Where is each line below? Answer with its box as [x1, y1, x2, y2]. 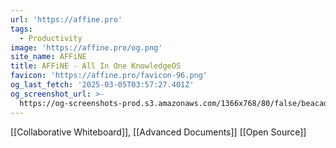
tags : [10, 24, 33, 34]
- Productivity [19, 33, 83, 43]
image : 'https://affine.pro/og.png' [10, 42, 163, 53]
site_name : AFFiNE [10, 52, 87, 62]
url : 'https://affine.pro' [10, 14, 123, 25]
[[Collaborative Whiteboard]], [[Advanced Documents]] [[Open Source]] [10, 126, 307, 138]
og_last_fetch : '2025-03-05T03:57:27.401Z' [10, 80, 195, 90]
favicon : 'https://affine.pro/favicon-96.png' [10, 71, 208, 81]
